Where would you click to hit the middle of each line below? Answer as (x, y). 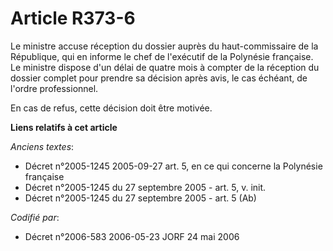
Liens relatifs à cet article (64, 127)
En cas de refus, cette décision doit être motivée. (111, 108)
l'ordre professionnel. (54, 88)
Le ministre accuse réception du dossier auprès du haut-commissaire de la (164, 46)
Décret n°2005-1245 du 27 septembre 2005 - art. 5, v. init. (145, 187)
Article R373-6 (73, 18)
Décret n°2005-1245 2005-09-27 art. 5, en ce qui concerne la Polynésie (173, 166)
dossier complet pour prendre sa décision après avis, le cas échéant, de (159, 78)
